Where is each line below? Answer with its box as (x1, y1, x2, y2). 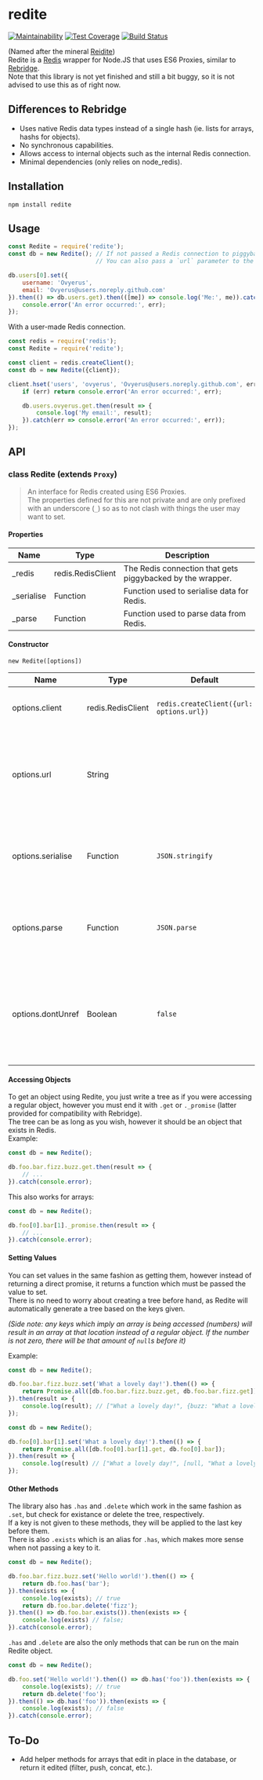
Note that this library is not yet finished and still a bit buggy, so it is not (8, 71, 235, 81)
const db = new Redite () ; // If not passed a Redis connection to (8, 250, 229, 258)
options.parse (12, 923, 63, 934)
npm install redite (8, 200, 72, 209)
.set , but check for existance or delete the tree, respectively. (8, 1510, 205, 1519)
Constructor (8, 640, 49, 649)
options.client (12, 703, 63, 714)
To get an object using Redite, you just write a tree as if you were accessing (8, 1092, 252, 1102)
